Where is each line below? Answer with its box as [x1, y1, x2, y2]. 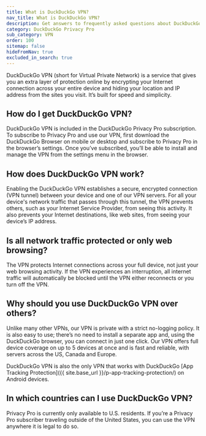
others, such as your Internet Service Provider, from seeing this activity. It [6, 205, 193, 212]
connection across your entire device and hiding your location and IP [6, 84, 180, 92]
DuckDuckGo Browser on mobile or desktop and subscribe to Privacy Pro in [6, 138, 198, 145]
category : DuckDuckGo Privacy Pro [6, 26, 95, 33]
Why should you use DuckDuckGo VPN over [6, 299, 178, 309]
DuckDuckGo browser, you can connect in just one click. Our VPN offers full [6, 337, 199, 345]
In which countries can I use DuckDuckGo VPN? [6, 393, 193, 403]
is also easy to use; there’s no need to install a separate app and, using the [6, 331, 195, 338]
